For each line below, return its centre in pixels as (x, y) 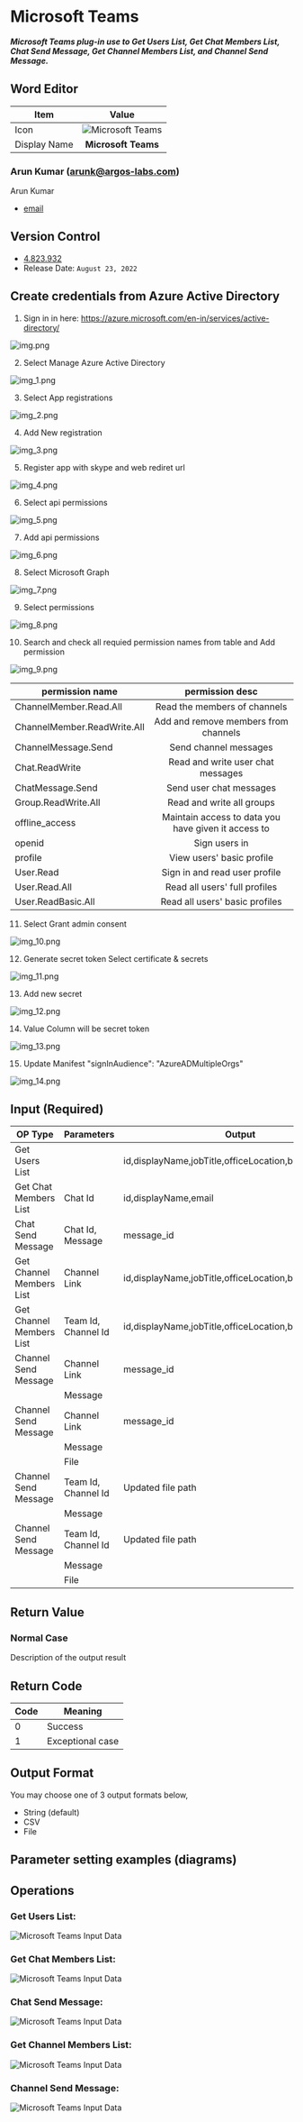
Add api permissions (61, 537)
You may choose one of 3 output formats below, (99, 1795)
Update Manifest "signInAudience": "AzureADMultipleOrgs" (133, 1063)
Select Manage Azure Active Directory (94, 362)
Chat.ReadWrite (48, 767)
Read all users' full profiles (222, 887)
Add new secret (53, 993)
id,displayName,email (169, 1198)
